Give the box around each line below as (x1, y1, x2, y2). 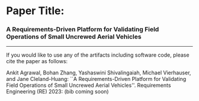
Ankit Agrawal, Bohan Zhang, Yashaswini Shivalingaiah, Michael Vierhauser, (6, 69, 191, 76)
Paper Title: (6, 4, 65, 18)
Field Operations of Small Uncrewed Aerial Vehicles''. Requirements (6, 82, 171, 89)
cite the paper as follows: (6, 58, 68, 65)
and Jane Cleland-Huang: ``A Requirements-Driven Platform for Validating (6, 76, 187, 83)
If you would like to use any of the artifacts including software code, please (6, 51, 190, 58)
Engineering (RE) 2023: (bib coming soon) (6, 88, 109, 95)
